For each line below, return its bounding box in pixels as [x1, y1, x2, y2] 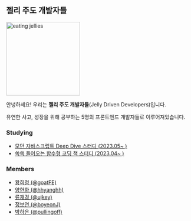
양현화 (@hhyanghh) [14, 186, 64, 193]
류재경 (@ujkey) [14, 193, 52, 201]
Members [6, 165, 34, 173]
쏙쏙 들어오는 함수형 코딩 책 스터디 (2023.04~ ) [14, 150, 124, 157]
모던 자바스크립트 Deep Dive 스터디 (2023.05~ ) [14, 143, 127, 150]
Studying [6, 128, 34, 136]
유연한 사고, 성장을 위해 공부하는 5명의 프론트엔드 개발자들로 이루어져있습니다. [6, 113, 186, 120]
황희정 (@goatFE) [14, 179, 57, 186]
